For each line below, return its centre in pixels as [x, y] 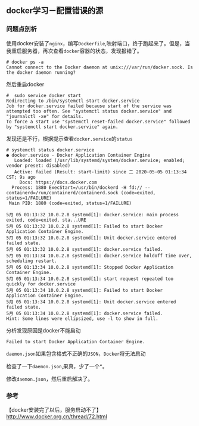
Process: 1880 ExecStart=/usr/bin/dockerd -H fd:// [77, 187]
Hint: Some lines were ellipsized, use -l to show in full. [83, 318]
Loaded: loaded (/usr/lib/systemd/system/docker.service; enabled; [99, 160]
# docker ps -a [25, 62]
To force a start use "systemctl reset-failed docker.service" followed [98, 122]
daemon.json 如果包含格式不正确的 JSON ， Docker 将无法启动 [76, 353]
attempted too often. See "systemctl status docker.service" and [89, 111]
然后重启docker [25, 84]
